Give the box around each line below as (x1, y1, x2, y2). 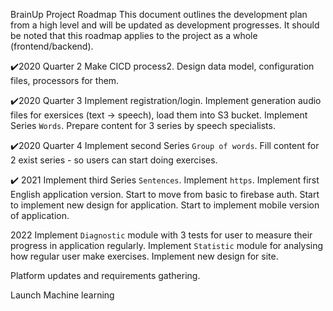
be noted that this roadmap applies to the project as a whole (10, 30, 258, 41)
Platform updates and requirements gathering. (10, 270, 201, 281)
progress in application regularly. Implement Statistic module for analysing (10, 240, 324, 251)
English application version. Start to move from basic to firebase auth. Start (10, 189, 320, 200)
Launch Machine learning (10, 289, 115, 301)
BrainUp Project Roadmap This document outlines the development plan (10, 9, 308, 20)
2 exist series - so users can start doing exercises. (10, 154, 218, 166)
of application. (10, 210, 70, 221)
